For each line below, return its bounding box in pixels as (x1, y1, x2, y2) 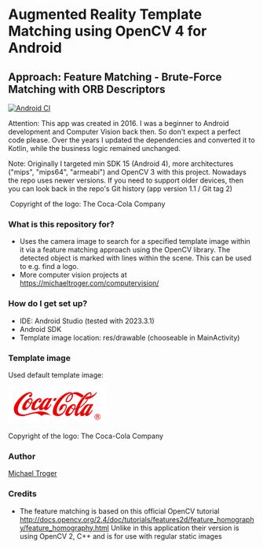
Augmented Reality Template (8, 6, 203, 24)
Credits (8, 488, 37, 499)
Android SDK (19, 324, 62, 333)
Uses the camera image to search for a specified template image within (19, 237, 251, 246)
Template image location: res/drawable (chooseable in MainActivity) (19, 333, 240, 342)
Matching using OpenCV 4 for (8, 22, 207, 40)
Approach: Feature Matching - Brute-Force (8, 70, 222, 83)
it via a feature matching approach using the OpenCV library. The (19, 245, 231, 255)
